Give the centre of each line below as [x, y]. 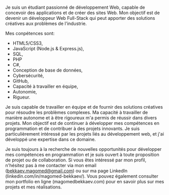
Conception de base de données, [48, 70]
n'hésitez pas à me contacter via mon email [51, 165]
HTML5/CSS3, [28, 43]
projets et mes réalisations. [34, 187]
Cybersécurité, [28, 75]
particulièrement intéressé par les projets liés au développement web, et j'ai [85, 134]
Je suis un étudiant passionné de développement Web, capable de [75, 7]
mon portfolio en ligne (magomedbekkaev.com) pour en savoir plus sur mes [85, 182]
